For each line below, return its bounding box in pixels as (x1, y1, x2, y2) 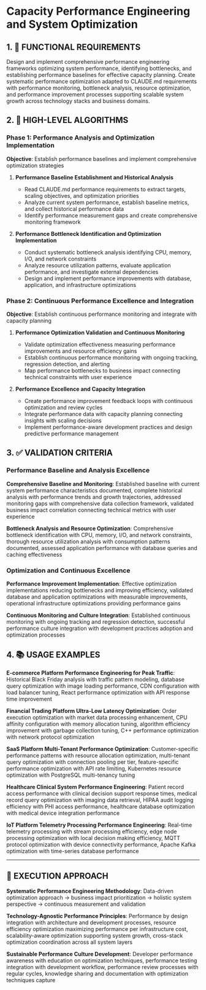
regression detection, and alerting (24, 360, 110, 367)
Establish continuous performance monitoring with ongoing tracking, (24, 353, 198, 361)
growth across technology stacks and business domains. (6, 97, 150, 104)
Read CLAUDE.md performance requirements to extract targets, (24, 186, 186, 193)
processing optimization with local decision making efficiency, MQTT (6, 834, 181, 841)
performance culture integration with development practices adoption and (6, 624, 194, 632)
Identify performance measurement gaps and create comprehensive (24, 211, 197, 219)
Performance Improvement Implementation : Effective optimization (6, 579, 177, 587)
